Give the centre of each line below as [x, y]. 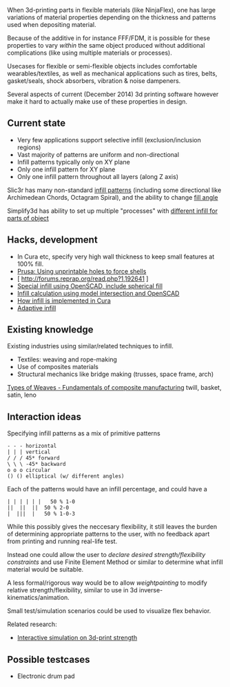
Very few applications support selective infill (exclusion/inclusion [109, 140]
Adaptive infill [36, 308]
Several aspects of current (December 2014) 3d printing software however [113, 94]
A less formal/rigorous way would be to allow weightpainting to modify [107, 583]
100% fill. [30, 264]
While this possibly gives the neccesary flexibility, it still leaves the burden [112, 527]
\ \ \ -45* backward [37, 464]
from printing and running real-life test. [62, 541]
